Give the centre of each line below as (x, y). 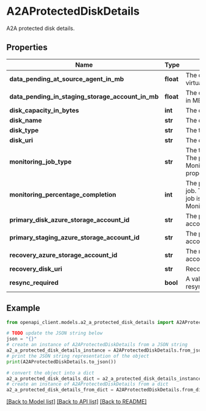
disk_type (24, 130)
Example (23, 308)
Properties (27, 47)
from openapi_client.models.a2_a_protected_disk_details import (90, 322)
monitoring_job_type (40, 162)
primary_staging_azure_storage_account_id (74, 237)
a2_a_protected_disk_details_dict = (53, 379)
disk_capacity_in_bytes (44, 110)
